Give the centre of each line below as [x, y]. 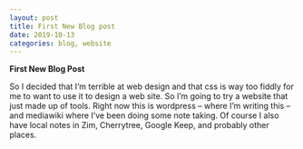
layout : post [34, 18]
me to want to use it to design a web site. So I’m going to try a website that [149, 96]
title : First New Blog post [63, 26]
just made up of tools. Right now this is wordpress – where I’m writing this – [150, 106]
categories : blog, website [60, 43]
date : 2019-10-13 [42, 35]
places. [23, 135]
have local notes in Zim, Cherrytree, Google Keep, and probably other [139, 125]
